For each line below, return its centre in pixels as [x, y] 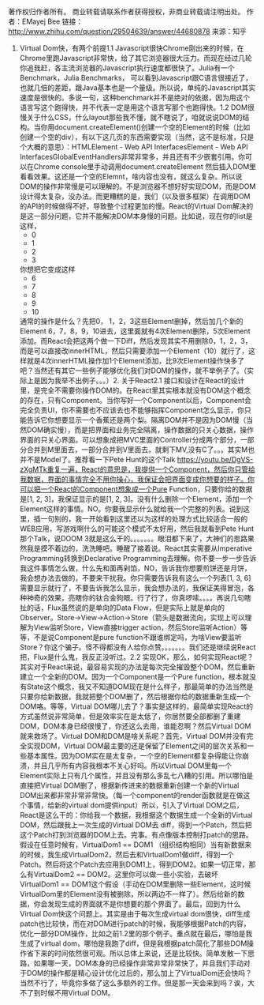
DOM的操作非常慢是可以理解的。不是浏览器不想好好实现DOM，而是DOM [138, 186]
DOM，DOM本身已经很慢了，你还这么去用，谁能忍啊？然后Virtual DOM [135, 726]
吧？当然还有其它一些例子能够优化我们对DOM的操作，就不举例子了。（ [133, 371]
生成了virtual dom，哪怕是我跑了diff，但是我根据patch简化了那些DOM [133, 943]
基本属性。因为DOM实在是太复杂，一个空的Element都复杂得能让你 [134, 756]
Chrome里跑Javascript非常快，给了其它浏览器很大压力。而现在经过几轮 [136, 58]
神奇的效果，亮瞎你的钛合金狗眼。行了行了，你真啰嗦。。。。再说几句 [135, 598]
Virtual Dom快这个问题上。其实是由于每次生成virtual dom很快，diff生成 [135, 914]
